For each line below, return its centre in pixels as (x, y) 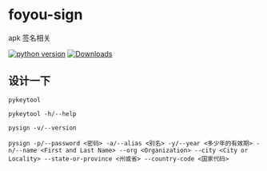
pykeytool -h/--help (43, 113)
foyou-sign (46, 15)
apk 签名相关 (30, 38)
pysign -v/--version (43, 128)
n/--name (23, 150)
